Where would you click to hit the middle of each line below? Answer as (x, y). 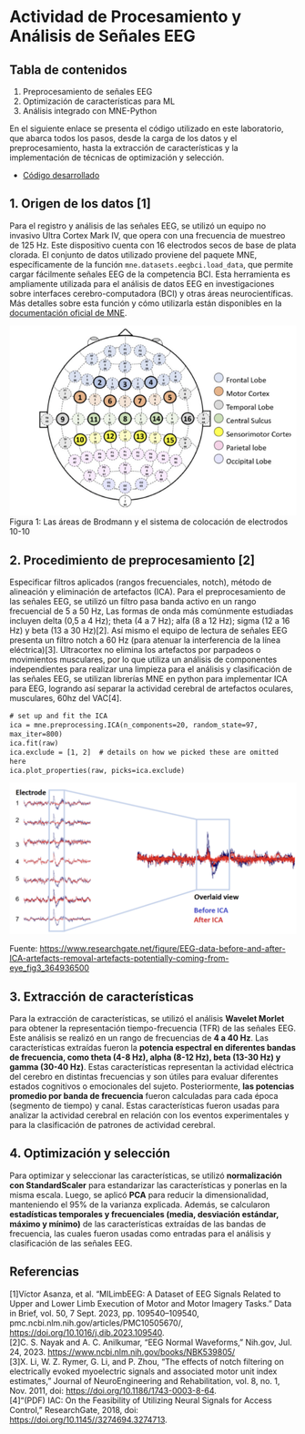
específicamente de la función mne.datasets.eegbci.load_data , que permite (152, 264)
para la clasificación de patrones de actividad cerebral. (112, 1124)
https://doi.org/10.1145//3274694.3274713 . (89, 1419)
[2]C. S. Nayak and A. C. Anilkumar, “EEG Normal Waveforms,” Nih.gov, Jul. (151, 1342)
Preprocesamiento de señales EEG (87, 92)
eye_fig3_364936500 (49, 968)
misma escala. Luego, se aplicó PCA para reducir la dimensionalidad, (139, 1195)
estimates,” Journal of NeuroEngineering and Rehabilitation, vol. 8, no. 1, (145, 1380)
